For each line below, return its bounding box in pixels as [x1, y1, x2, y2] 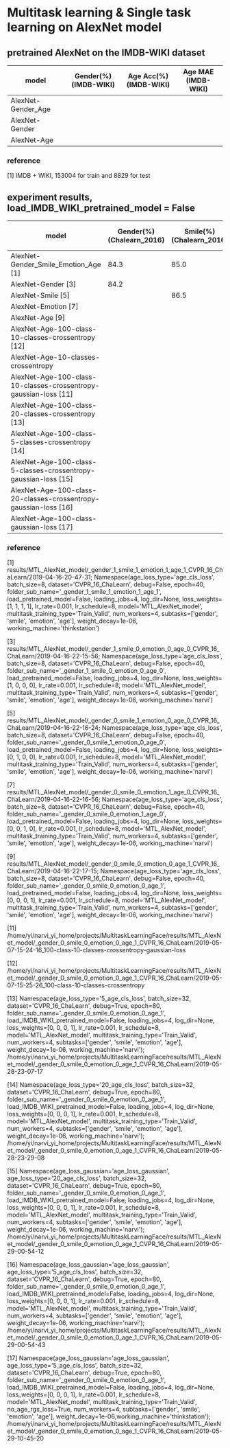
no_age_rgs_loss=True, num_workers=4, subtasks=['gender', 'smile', [7, 1405, 201, 1414]
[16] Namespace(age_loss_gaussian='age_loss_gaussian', [7, 1261, 170, 1269]
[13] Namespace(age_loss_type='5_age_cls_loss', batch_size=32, [7, 994, 192, 1003]
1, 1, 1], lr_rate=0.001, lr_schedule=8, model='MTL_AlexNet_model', [14, 602, 203, 610]
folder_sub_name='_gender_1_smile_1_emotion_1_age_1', [7, 588, 162, 596]
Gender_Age [10, 104, 51, 114]
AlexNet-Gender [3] [10, 279, 77, 289]
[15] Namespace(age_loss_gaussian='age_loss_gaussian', [7, 1167, 170, 1175]
